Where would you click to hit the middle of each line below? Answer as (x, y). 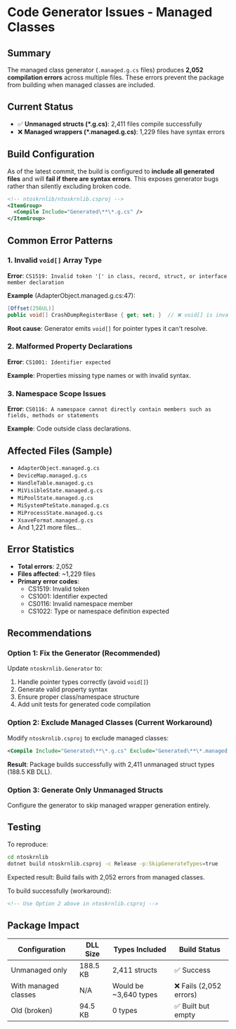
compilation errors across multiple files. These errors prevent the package (116, 77)
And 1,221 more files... (50, 527)
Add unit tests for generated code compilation (84, 704)
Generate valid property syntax (63, 690)
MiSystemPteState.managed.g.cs (63, 505)
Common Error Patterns (60, 241)
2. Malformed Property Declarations (70, 346)
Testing (24, 827)
